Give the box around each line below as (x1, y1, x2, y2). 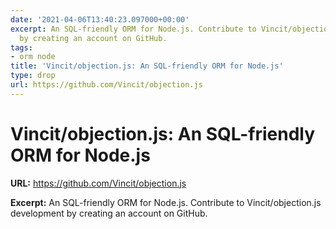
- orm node (10, 52, 56, 62)
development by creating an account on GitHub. (10, 207, 208, 219)
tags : (10, 42, 33, 53)
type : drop (10, 71, 56, 81)
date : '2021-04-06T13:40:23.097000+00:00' (10, 14, 190, 25)
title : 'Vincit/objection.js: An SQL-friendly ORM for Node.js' (10, 61, 284, 71)
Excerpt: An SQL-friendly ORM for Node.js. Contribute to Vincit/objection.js (10, 196, 322, 208)
